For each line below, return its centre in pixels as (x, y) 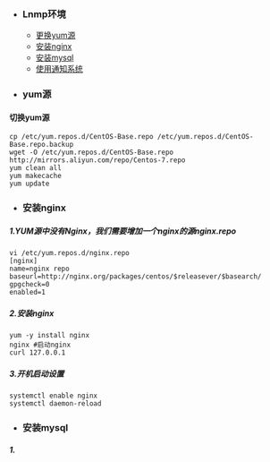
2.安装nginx (32, 313)
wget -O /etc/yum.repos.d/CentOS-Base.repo (92, 153)
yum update (30, 184)
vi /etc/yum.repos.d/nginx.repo (69, 253)
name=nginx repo (39, 269)
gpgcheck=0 (30, 285)
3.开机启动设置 (37, 373)
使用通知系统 (59, 69)
